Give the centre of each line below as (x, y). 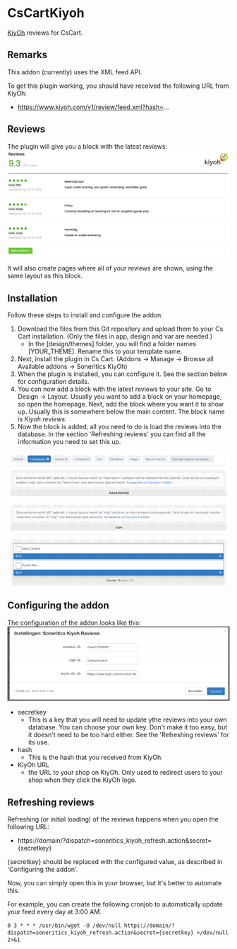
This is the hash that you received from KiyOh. (96, 757)
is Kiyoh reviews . (42, 419)
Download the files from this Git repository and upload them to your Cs (120, 329)
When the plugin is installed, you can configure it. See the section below (122, 374)
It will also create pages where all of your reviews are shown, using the (110, 268)
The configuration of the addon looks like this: (74, 623)
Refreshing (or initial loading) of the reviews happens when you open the (113, 819)
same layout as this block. (45, 276)
